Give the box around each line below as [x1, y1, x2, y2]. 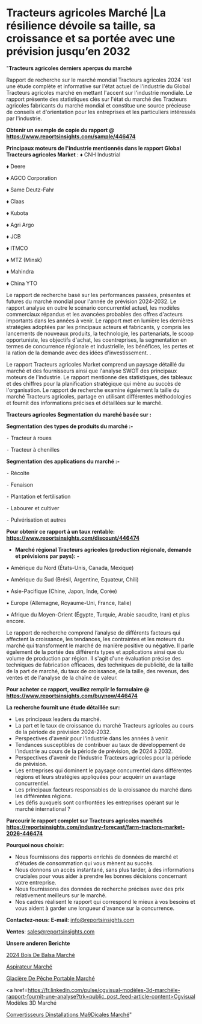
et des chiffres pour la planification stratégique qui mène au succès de [6, 380, 182, 387]
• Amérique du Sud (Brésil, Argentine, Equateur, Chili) [6, 575, 139, 583]
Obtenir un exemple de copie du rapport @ [6, 126, 115, 133]
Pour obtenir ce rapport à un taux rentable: [6, 528, 115, 535]
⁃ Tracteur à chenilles [6, 446, 60, 453]
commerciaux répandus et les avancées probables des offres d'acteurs [6, 310, 183, 318]
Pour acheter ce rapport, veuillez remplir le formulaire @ [6, 685, 150, 693]
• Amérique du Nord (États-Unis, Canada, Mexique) [6, 564, 134, 571]
